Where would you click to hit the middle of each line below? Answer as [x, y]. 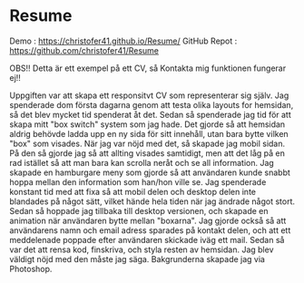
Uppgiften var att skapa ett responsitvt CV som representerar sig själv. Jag [149, 95]
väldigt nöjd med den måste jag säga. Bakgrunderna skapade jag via [137, 259]
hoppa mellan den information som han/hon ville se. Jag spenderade [138, 181]
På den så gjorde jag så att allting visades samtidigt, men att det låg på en [147, 153]
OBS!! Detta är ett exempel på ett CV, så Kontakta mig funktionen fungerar [148, 68]
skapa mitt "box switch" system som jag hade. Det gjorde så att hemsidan [147, 124]
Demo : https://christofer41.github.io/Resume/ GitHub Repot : [123, 41]
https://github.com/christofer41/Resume [84, 50]
